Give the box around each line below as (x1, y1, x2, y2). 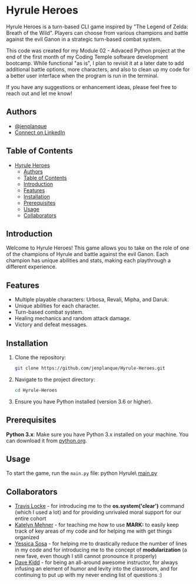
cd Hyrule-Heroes (14, 387, 58, 393)
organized (14, 534, 39, 541)
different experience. (6, 263, 57, 270)
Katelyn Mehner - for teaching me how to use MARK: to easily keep (14, 521, 180, 529)
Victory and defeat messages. (14, 321, 88, 328)
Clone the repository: (14, 354, 67, 360)
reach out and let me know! (6, 90, 72, 97)
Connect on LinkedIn (14, 129, 65, 136)
